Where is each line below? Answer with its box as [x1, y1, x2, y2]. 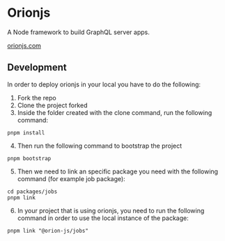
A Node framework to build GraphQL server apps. [7, 28, 150, 36]
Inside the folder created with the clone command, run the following [17, 108, 212, 116]
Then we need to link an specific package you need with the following [17, 167, 218, 176]
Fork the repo [17, 93, 57, 102]
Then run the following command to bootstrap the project [17, 141, 183, 150]
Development [7, 61, 68, 74]
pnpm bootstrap [7, 155, 52, 162]
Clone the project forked [17, 101, 88, 109]
